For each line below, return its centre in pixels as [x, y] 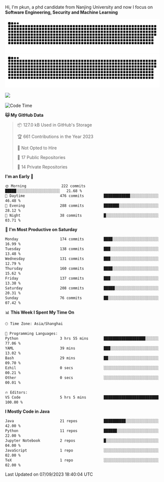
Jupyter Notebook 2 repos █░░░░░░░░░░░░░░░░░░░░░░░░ [82, 441]
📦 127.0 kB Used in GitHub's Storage [54, 125]
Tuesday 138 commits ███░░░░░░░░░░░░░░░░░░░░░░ [82, 249]
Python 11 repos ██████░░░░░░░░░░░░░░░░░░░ [82, 431]
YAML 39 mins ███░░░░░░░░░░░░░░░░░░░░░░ [82, 348]
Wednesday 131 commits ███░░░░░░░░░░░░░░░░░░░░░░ [82, 259]
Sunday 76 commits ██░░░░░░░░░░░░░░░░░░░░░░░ [82, 298]
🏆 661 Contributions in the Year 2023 [55, 136]
